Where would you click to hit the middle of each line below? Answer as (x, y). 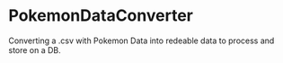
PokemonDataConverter (101, 16)
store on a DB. (35, 49)
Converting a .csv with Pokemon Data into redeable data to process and (141, 40)
